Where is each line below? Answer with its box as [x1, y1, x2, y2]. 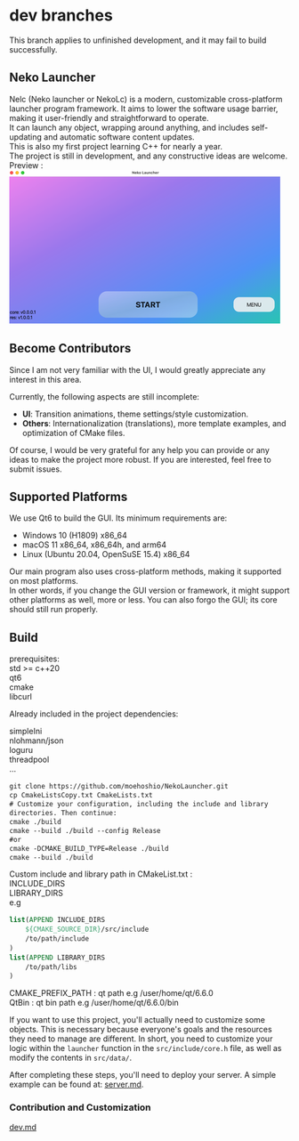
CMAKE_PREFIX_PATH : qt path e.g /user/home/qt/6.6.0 [9, 988, 214, 999]
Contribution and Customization [9, 1101, 151, 1113]
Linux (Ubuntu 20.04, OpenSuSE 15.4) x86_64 [21, 549, 190, 560]
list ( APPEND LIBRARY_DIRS [9, 953, 105, 962]
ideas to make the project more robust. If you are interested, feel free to [9, 454, 271, 465]
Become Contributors [9, 341, 132, 356]
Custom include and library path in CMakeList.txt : [9, 869, 193, 879]
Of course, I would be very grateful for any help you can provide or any [9, 444, 270, 455]
